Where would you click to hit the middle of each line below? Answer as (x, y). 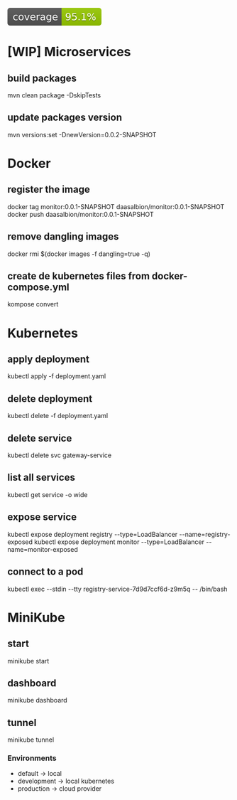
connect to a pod (45, 572)
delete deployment (50, 399)
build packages (42, 78)
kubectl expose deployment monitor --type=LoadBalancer (119, 542)
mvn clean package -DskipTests (54, 95)
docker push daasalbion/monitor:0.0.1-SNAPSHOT (81, 214)
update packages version (65, 118)
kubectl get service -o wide (48, 494)
